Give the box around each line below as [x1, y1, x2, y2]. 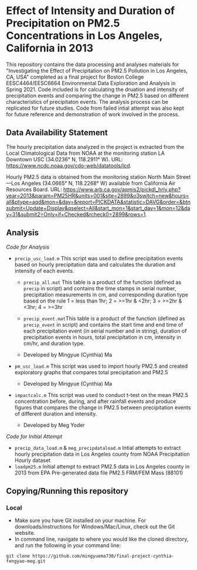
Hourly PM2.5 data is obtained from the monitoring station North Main [6, 173, 175, 180]
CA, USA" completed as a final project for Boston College [6, 73, 144, 80]
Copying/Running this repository [6, 486, 129, 496]
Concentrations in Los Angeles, [6, 29, 163, 42]
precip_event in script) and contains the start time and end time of [23, 321, 184, 328]
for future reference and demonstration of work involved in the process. [6, 110, 180, 118]
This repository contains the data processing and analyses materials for [6, 60, 179, 68]
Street [175, 173, 191, 180]
